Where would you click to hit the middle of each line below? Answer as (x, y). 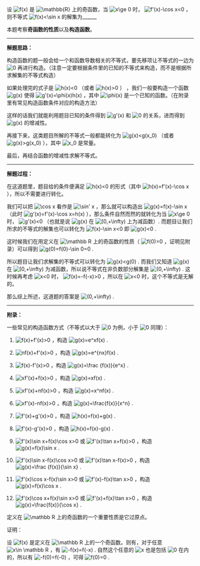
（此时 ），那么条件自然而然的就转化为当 (87, 214)
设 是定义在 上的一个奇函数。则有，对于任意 (85, 542)
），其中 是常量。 (71, 143)
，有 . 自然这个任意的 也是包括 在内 (120, 550)
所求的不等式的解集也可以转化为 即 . (82, 229)
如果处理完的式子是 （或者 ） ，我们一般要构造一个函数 (98, 88)
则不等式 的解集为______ (52, 17)
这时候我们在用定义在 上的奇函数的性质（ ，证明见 (96, 241)
